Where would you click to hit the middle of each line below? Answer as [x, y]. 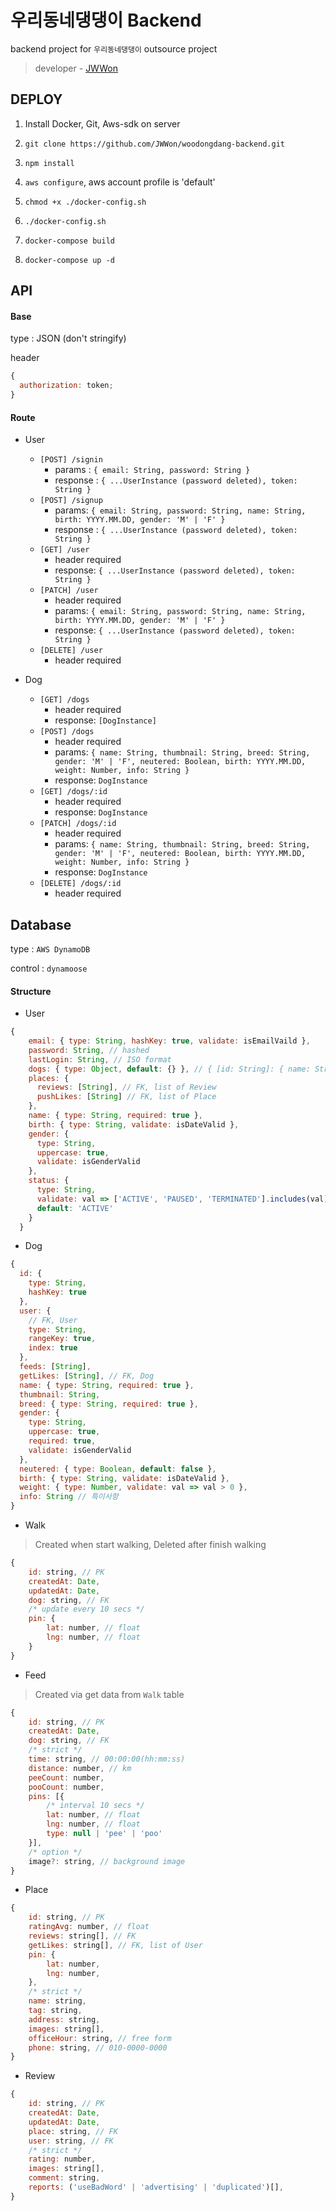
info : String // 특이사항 [69, 1497]
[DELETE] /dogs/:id [80, 884]
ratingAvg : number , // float [89, 1927]
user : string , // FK [71, 2141]
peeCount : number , [66, 1777]
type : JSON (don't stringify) [68, 338]
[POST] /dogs [67, 732]
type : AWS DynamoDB [50, 948]
